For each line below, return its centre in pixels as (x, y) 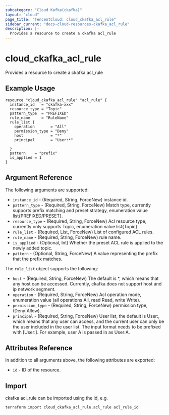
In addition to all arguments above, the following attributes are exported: (80, 360)
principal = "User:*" (44, 140)
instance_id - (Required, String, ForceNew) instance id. (70, 199)
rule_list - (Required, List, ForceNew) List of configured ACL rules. (83, 232)
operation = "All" (40, 127)
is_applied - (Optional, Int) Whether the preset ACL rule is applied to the (88, 242)
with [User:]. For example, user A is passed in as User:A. (71, 332)
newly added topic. (33, 248)
